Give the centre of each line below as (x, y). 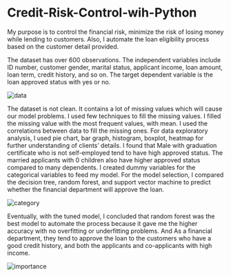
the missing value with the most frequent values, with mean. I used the (108, 123)
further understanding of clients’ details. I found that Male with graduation (112, 145)
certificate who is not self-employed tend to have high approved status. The (115, 153)
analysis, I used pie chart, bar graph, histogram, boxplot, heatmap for (106, 138)
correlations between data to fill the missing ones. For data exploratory (108, 131)
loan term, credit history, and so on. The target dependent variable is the (110, 75)
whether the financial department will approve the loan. (86, 189)
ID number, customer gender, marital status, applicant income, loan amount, (115, 67)
